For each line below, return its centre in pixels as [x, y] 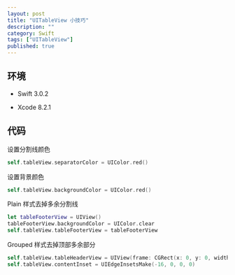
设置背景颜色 [26, 176]
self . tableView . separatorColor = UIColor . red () [78, 162]
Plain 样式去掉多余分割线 [43, 204]
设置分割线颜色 [29, 149]
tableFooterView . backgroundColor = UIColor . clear [81, 224]
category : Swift [31, 33]
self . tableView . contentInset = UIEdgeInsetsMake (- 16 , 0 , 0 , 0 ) [101, 264]
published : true [31, 46]
